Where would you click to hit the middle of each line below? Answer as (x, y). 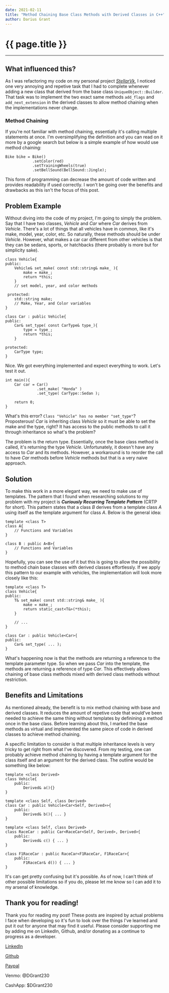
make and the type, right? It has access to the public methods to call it (78, 427)
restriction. (16, 679)
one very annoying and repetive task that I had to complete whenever (77, 87)
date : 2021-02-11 (23, 10)
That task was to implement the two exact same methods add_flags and (80, 97)
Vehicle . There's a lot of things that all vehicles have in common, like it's (80, 229)
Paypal (12, 966)
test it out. (16, 371)
